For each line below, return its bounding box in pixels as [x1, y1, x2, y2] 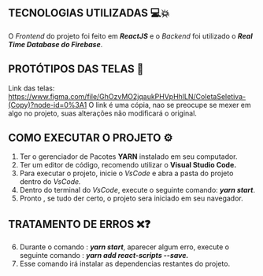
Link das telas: [8, 83, 55, 93]
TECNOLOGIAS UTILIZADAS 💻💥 [8, 6, 170, 20]
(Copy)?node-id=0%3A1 [8, 100, 87, 109]
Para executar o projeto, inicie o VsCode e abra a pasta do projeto [19, 168, 234, 178]
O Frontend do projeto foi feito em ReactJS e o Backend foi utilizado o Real [8, 31, 254, 41]
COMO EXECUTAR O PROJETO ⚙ [8, 131, 173, 145]
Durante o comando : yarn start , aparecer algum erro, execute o [19, 242, 230, 252]
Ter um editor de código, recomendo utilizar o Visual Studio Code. [19, 160, 237, 170]
